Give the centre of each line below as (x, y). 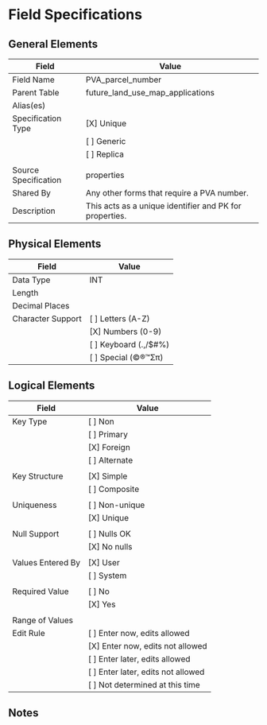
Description (34, 211)
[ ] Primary (108, 434)
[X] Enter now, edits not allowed (148, 646)
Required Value (41, 591)
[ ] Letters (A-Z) (120, 318)
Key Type (30, 421)
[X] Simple (108, 476)
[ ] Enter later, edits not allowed (146, 672)
